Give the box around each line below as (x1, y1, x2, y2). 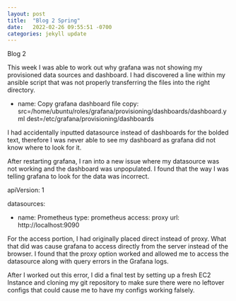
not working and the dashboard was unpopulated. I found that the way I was (7, 164, 230, 174)
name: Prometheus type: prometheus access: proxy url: (17, 213, 180, 222)
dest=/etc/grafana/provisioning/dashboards (26, 115, 154, 123)
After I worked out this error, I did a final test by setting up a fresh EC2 (7, 271, 211, 280)
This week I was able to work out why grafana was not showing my (7, 63, 203, 72)
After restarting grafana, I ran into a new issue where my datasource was (7, 157, 220, 166)
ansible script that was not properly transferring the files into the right (7, 79, 211, 87)
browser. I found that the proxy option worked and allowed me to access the (7, 249, 230, 259)
